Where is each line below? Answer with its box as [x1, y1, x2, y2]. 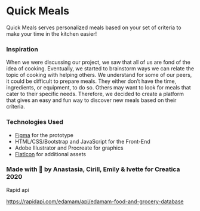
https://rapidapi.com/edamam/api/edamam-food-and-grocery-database [6, 198, 184, 205]
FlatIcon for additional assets [14, 150, 87, 157]
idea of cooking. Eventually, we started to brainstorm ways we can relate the [6, 65, 195, 72]
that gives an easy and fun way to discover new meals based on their [6, 97, 177, 104]
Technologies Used [6, 118, 64, 126]
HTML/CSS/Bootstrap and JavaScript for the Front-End [14, 138, 150, 145]
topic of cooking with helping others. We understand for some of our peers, [6, 72, 192, 79]
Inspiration [6, 45, 39, 53]
